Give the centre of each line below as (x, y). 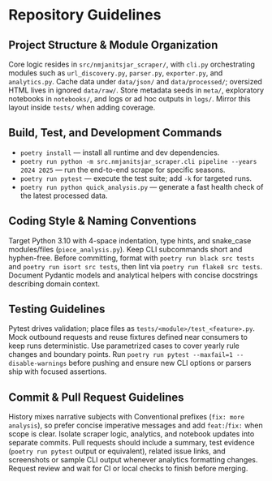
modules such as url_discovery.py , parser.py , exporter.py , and (116, 73)
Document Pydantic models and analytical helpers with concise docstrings (133, 275)
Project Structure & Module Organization (113, 45)
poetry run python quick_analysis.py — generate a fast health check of (142, 187)
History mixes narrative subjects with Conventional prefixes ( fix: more (127, 417)
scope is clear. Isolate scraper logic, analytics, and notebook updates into (132, 434)
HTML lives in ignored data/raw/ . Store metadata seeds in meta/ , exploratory (136, 90)
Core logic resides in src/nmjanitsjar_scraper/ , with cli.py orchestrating (132, 64)
